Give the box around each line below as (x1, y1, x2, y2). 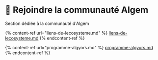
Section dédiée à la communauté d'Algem (5, 20, 89, 26)
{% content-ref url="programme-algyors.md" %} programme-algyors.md (5, 44, 153, 50)
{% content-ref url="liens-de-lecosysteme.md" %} (5, 30, 108, 36)
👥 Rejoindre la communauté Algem (5, 4, 149, 16)
